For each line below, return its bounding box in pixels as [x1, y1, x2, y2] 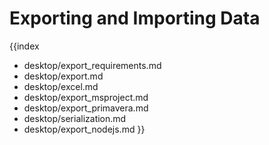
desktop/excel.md [23, 80, 99, 92]
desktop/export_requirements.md [23, 59, 162, 71]
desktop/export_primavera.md [23, 102, 149, 114]
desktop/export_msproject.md [23, 91, 149, 103]
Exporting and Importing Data [9, 7, 261, 30]
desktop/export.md [23, 70, 104, 82]
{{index [9, 40, 40, 52]
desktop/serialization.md [23, 112, 127, 124]
